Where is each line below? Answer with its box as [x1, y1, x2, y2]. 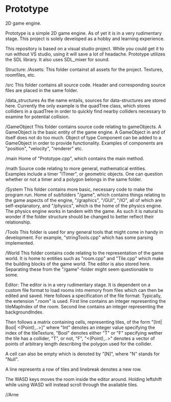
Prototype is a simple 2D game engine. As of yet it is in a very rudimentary [5, 30, 162, 36]
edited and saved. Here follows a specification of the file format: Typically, [5, 293, 162, 299]
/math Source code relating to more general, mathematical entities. [5, 165, 146, 171]
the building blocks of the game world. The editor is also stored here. [5, 261, 151, 267]
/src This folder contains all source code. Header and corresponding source [5, 82, 165, 88]
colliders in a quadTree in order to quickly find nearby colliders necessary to [5, 108, 166, 114]
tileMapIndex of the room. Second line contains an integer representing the [5, 303, 164, 309]
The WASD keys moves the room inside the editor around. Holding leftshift [5, 376, 162, 382]
